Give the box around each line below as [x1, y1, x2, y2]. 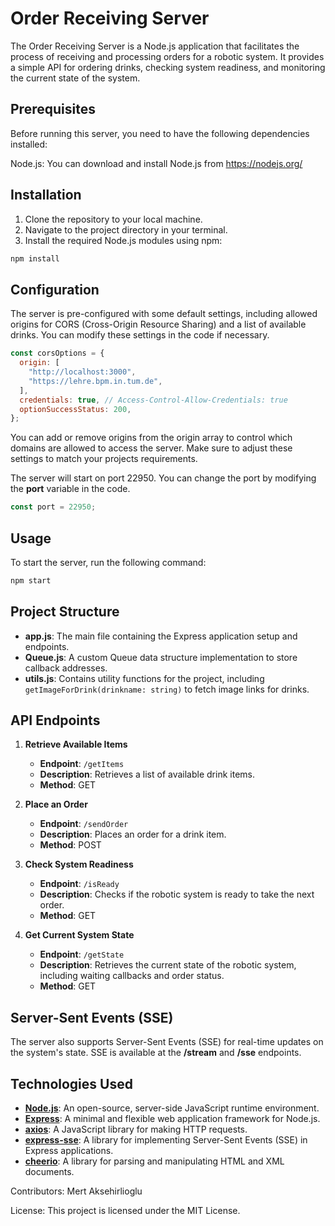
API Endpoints [10, 712, 101, 729]
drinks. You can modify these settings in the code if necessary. [10, 329, 270, 341]
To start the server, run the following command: [10, 556, 207, 568]
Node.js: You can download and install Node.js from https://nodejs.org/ [10, 157, 303, 169]
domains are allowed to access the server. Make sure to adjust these [10, 442, 293, 454]
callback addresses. [24, 662, 108, 674]
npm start [10, 575, 52, 586]
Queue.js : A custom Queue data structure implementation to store [24, 651, 298, 663]
